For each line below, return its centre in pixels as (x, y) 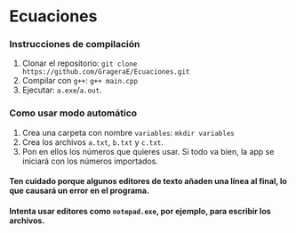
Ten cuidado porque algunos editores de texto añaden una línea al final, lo (148, 181)
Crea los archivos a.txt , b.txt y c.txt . (93, 142)
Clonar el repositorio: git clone (80, 63)
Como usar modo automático (73, 113)
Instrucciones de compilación (75, 44)
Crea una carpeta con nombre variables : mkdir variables (128, 133)
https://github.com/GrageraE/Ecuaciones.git (106, 72)
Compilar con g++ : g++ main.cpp (80, 81)
